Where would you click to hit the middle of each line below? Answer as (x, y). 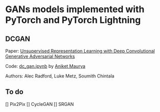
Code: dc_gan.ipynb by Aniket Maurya (45, 66)
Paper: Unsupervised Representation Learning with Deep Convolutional (80, 51)
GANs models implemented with (75, 9)
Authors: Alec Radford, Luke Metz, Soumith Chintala (60, 76)
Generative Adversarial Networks (40, 56)
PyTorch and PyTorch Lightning (73, 20)
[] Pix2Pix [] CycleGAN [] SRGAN (39, 104)
